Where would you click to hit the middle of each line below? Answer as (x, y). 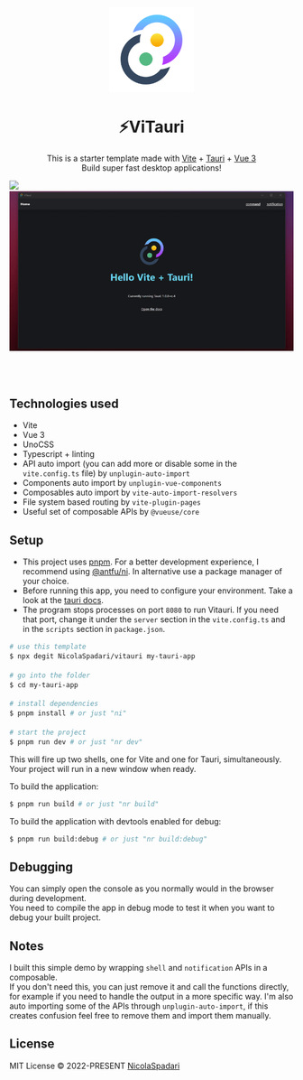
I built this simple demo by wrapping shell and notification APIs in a (138, 968)
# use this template (48, 647)
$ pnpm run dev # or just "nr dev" (76, 742)
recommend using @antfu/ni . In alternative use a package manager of (152, 572)
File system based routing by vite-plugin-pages (111, 502)
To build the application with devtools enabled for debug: (115, 821)
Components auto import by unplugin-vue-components (122, 483)
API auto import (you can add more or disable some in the (129, 464)
